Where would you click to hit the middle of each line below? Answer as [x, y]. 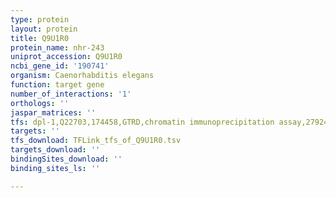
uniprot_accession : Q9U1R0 [66, 57]
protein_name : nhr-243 [57, 47]
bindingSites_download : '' [66, 159]
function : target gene [57, 85]
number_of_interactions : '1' [71, 94]
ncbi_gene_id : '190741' [60, 66]
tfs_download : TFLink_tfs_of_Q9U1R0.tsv [96, 141]
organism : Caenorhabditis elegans [82, 76]
